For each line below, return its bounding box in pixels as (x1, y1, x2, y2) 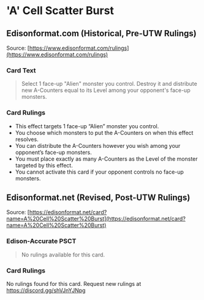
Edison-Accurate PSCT (6, 237, 77, 245)
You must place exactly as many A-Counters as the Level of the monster (15, 155, 198, 163)
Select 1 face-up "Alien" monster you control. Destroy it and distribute (21, 80, 197, 88)
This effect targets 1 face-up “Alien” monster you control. (15, 122, 159, 129)
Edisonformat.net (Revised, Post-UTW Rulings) (6, 192, 191, 202)
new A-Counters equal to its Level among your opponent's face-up (21, 87, 191, 94)
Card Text (6, 66, 36, 74)
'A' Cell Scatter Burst (6, 4, 115, 18)
